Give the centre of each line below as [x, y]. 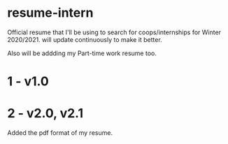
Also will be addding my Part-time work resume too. [82, 53]
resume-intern [50, 13]
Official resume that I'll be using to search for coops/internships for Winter [114, 32]
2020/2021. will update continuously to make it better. [85, 39]
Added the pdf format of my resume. [60, 133]
